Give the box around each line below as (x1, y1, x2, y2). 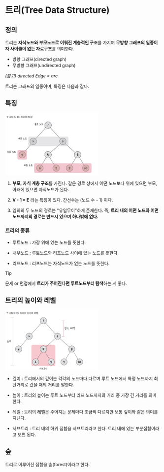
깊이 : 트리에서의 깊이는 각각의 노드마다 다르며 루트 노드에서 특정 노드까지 (12, 375, 153, 381)
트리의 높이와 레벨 (5, 296, 56, 304)
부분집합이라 (135, 426, 160, 431)
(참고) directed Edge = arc (5, 73, 58, 79)
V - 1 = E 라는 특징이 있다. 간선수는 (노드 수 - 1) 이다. (12, 197, 113, 203)
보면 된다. (17, 432, 36, 438)
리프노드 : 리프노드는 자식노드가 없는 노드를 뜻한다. (12, 260, 110, 266)
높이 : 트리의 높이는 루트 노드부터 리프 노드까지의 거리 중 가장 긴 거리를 (12, 392, 148, 398)
